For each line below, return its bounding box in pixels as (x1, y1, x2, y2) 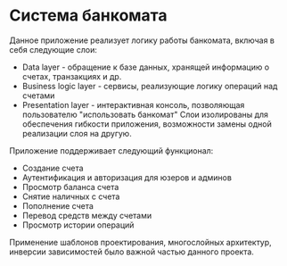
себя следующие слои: (9, 44, 98, 54)
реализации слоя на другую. (21, 128, 132, 138)
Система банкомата (9, 5, 168, 26)
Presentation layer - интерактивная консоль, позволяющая (21, 99, 245, 110)
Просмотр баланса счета (21, 181, 119, 192)
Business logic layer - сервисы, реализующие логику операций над (21, 80, 278, 91)
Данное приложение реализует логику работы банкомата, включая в (9, 35, 275, 46)
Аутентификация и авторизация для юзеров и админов (21, 171, 232, 183)
